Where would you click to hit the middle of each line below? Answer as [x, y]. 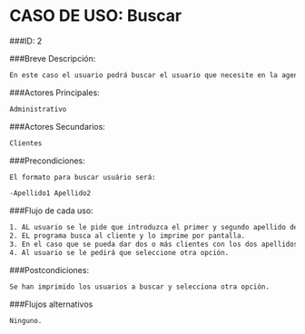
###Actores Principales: [54, 93]
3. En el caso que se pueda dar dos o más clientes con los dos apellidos [154, 245]
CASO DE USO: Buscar [96, 16]
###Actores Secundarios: [58, 126]
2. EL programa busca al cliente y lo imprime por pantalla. [128, 236]
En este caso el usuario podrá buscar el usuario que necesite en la [144, 75]
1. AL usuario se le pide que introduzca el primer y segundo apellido [148, 228]
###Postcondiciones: [49, 270]
